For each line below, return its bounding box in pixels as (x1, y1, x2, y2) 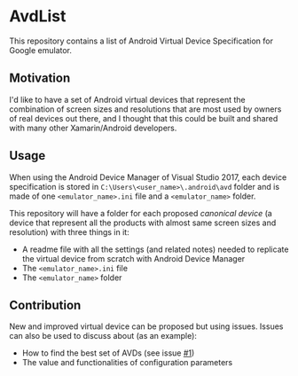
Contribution (9, 297, 82, 312)
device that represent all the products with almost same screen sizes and (9, 217, 277, 228)
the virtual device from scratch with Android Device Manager (21, 253, 246, 263)
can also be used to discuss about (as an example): (9, 331, 198, 341)
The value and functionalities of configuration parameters (21, 357, 233, 368)
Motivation (9, 71, 71, 86)
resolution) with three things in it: (9, 226, 130, 237)
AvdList (9, 6, 67, 27)
